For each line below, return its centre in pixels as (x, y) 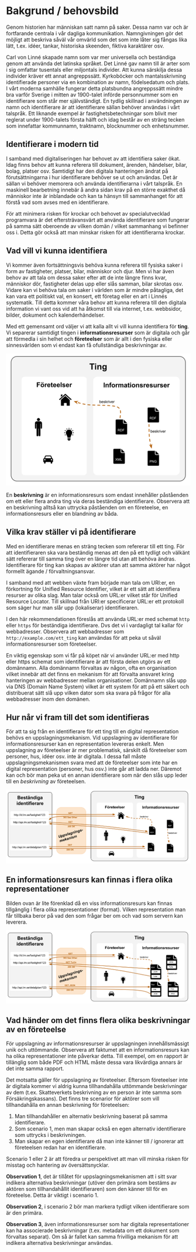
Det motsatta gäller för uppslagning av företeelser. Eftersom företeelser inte (97, 1080)
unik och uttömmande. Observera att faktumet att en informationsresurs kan (98, 1050)
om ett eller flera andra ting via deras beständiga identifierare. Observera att (98, 501)
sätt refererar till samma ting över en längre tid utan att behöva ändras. (91, 559)
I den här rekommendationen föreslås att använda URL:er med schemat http (98, 619)
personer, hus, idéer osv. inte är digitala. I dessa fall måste (76, 757)
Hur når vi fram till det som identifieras (78, 718)
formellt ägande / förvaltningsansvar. (51, 571)
